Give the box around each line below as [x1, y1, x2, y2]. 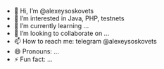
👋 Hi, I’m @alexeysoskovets [13, 7, 94, 15]
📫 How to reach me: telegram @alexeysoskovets [13, 37, 157, 45]
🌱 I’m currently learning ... [13, 22, 89, 30]
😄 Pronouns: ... [13, 47, 60, 56]
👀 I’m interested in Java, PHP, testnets [13, 14, 125, 23]
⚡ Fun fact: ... [13, 55, 53, 63]
